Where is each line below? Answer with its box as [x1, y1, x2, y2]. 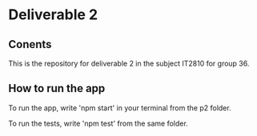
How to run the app [8, 82, 106, 95]
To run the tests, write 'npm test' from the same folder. [8, 118, 188, 128]
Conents [8, 38, 52, 51]
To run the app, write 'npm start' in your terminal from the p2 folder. [8, 102, 231, 113]
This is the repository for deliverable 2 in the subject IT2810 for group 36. [8, 58, 250, 68]
